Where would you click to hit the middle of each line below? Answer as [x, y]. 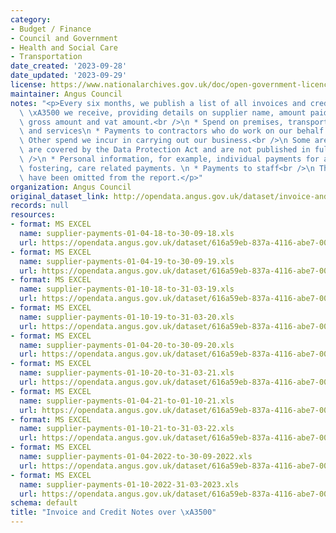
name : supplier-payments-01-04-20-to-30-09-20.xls [127, 345]
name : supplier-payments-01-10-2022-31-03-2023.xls [129, 484]
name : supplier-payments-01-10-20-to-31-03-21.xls [127, 373]
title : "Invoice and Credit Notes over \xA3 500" [113, 512]
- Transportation [46, 57]
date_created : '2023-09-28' [69, 66]
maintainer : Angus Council [66, 94]
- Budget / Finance [51, 29]
